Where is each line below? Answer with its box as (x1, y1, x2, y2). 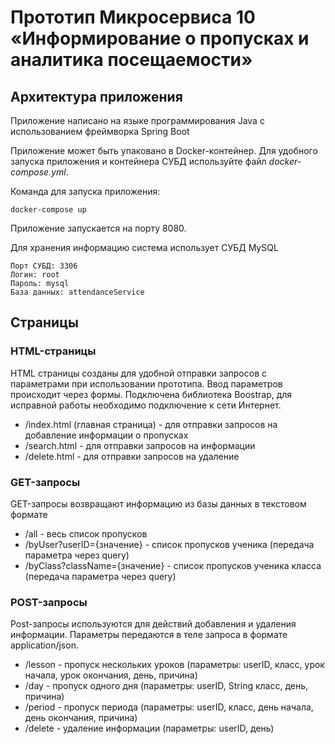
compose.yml (10, 166, 67, 178)
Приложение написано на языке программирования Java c (10, 115, 265, 126)
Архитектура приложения (10, 88, 183, 105)
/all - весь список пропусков (24, 527, 148, 540)
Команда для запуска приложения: (10, 186, 161, 197)
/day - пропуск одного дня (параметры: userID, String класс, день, (24, 680, 309, 692)
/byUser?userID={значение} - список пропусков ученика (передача (24, 538, 315, 550)
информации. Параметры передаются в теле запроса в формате (10, 629, 288, 641)
